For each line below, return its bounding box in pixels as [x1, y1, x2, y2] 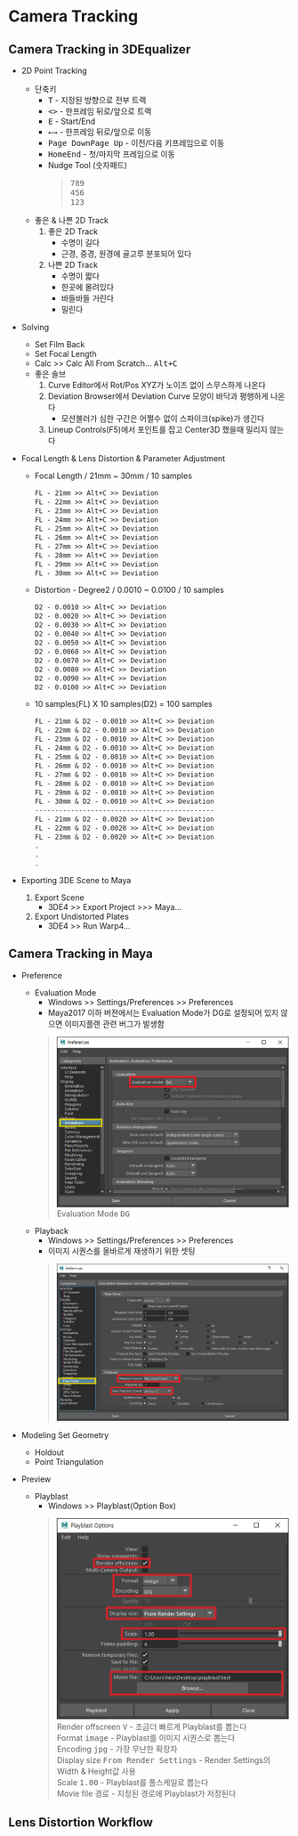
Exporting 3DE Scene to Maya [20, 875, 132, 885]
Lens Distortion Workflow [8, 1815, 153, 1830]
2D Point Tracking [20, 65, 88, 76]
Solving [20, 322, 50, 332]
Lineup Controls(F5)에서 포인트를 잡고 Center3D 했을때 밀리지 [47, 425, 268, 435]
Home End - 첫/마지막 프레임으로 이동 [47, 149, 175, 159]
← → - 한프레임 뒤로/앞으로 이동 [47, 126, 152, 137]
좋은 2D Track [47, 226, 99, 237]
